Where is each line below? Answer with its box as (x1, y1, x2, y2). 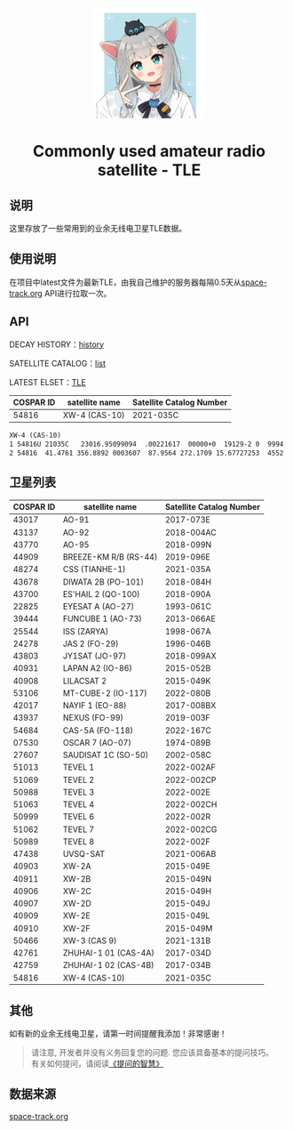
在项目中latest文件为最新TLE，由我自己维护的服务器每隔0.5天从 (9, 277, 242, 287)
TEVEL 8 (62, 835, 95, 847)
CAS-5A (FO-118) (62, 724, 134, 736)
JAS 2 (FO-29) (62, 638, 119, 649)
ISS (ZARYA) (62, 626, 109, 636)
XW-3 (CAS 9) (62, 935, 117, 946)
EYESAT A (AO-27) (62, 601, 135, 612)
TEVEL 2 (62, 774, 95, 785)
